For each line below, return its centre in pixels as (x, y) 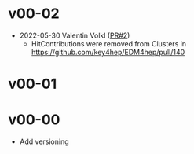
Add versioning (44, 141)
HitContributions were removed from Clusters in (109, 43)
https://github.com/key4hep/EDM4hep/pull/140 (108, 52)
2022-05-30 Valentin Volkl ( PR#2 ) (75, 35)
